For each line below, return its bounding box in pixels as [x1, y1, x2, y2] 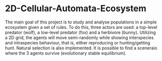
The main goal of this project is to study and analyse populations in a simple [5, 19, 157, 25]
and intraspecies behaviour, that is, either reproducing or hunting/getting [5, 40, 150, 45]
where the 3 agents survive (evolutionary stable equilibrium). [5, 50, 127, 56]
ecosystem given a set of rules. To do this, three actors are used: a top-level [5, 24, 158, 30]
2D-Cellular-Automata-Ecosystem [5, 3, 146, 14]
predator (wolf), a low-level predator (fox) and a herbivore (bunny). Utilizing [5, 29, 156, 35]
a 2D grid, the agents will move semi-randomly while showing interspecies [5, 35, 154, 41]
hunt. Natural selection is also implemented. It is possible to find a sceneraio [5, 45, 158, 51]
